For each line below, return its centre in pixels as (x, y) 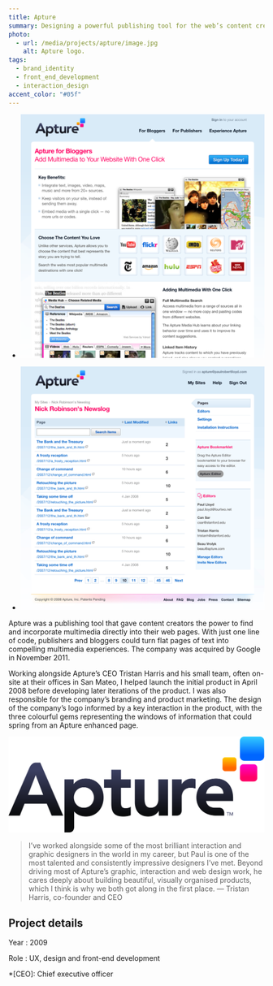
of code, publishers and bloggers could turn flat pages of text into (119, 640)
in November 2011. (39, 657)
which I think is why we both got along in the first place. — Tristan (139, 889)
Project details (46, 923)
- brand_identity (45, 69)
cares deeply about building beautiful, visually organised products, (140, 880)
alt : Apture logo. (54, 52)
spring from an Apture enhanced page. (74, 725)
